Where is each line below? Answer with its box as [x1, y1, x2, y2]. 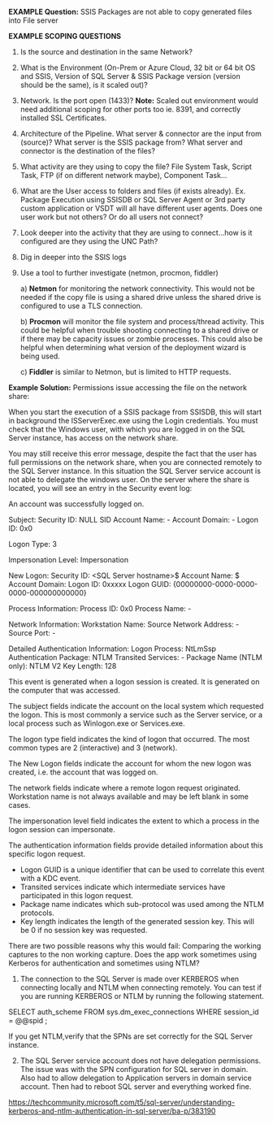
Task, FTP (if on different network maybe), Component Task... [19, 171, 227, 180]
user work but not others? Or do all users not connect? [19, 212, 204, 222]
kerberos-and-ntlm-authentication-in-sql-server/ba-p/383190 [8, 1106, 216, 1116]
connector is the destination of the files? [19, 146, 156, 155]
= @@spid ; [8, 1016, 48, 1025]
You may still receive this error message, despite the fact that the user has [8, 449, 258, 458]
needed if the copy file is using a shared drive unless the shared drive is [19, 293, 262, 302]
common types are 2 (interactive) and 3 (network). [8, 743, 178, 753]
